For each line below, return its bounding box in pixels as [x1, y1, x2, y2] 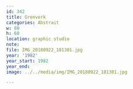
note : [6, 42, 19, 48]
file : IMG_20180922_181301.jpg [6, 47, 83, 53]
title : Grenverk [6, 14, 46, 20]
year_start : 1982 [6, 58, 49, 64]
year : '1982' [6, 52, 38, 58]
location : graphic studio [6, 36, 69, 42]
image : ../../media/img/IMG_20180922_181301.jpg [6, 69, 128, 75]
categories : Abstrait [6, 19, 59, 25]
